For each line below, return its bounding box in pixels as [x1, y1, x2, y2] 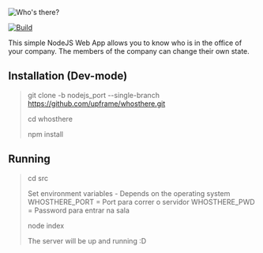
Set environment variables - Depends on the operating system [27, 188, 231, 198]
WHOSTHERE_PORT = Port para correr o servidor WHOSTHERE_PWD [27, 197, 255, 206]
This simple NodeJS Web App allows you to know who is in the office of [8, 38, 242, 47]
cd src [27, 173, 49, 183]
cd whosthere [27, 114, 73, 123]
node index [27, 221, 65, 230]
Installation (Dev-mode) [8, 70, 128, 83]
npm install [27, 129, 64, 138]
